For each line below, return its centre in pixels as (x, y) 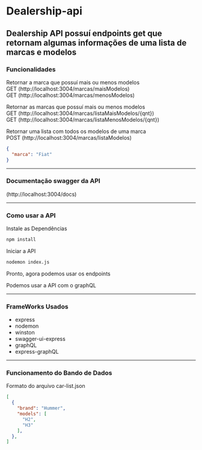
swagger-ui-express (40, 339)
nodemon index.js (28, 262)
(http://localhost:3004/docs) (41, 194)
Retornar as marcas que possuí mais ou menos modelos (76, 107)
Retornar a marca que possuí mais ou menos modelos (73, 82)
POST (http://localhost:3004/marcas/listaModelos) (69, 137)
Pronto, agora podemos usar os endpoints (58, 273)
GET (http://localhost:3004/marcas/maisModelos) (68, 89)
